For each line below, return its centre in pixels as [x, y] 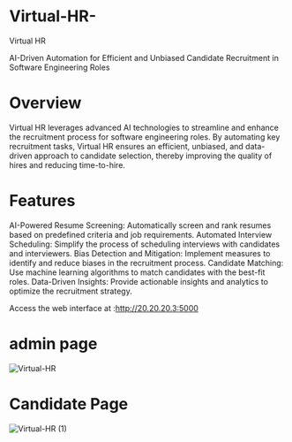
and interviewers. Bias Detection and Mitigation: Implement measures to [140, 253]
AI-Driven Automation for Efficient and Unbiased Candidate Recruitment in [144, 57]
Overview [45, 103]
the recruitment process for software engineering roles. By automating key [145, 137]
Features [42, 201]
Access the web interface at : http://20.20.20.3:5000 [104, 308]
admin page [53, 344]
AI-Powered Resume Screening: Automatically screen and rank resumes [140, 225]
